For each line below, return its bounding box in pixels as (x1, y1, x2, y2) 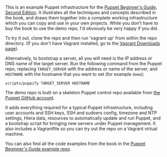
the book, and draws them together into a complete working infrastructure (5, 15, 158, 20)
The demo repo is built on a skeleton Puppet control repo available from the (5, 90, 161, 95)
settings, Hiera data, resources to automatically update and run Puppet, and (5, 115, 161, 121)
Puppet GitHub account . (5, 95, 55, 101)
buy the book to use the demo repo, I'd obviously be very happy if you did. (5, 25, 159, 31)
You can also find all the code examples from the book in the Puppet (5, 141, 146, 147)
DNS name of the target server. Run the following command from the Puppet (5, 61, 163, 66)
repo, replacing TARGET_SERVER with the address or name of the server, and (5, 66, 158, 72)
